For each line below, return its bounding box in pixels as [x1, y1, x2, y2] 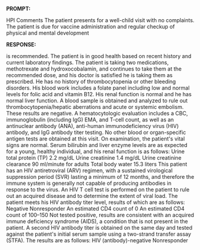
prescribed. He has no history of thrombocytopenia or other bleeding [6, 78, 176, 85]
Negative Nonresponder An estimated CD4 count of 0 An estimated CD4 [6, 205, 185, 212]
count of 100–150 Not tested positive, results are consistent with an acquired [6, 212, 195, 218]
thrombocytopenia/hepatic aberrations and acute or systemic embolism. [6, 103, 184, 110]
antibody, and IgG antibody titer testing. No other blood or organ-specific [6, 129, 186, 136]
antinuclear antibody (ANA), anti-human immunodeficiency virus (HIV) [6, 123, 179, 129]
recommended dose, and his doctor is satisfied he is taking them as [6, 72, 173, 78]
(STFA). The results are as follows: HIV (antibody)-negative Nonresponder [6, 237, 189, 244]
